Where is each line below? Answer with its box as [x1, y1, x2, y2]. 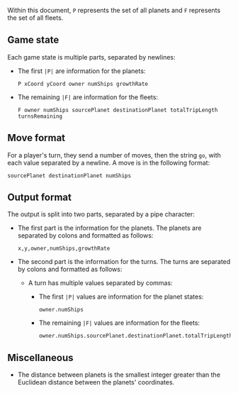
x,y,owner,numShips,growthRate [17, 245, 110, 253]
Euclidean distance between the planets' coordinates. [17, 378, 175, 387]
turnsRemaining [17, 113, 63, 120]
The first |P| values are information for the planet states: [38, 292, 204, 301]
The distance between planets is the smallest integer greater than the [17, 370, 221, 379]
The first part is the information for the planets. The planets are [17, 223, 202, 233]
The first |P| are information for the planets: [17, 67, 146, 75]
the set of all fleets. [7, 13, 64, 22]
